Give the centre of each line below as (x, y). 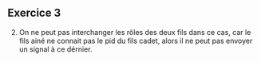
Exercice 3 (34, 13)
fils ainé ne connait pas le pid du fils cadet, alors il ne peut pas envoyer (136, 41)
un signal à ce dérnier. (55, 49)
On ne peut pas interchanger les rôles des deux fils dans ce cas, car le (135, 32)
